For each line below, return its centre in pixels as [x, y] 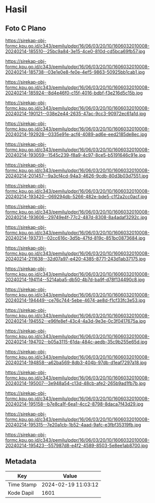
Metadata [21, 461]
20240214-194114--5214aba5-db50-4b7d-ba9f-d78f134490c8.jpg [75, 280]
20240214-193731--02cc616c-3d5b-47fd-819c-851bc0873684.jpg [75, 238]
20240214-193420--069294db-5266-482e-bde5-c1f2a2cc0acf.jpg [76, 197]
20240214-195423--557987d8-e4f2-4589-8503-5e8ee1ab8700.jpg [77, 446]
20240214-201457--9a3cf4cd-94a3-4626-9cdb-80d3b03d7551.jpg [77, 176]
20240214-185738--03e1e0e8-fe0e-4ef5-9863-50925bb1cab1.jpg [75, 72]
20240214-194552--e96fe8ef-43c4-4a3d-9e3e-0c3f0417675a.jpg [75, 321]
